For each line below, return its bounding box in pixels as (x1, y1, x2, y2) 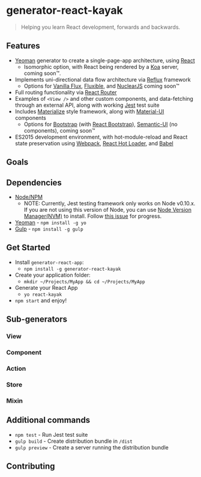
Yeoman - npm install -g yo (14, 218, 87, 226)
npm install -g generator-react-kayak (23, 266, 121, 272)
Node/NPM (14, 193, 43, 200)
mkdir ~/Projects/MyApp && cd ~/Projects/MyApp (23, 278, 145, 285)
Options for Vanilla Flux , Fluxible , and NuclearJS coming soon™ (23, 82, 180, 89)
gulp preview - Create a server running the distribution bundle (14, 443, 169, 451)
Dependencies (6, 178, 62, 188)
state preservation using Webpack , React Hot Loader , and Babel (14, 139, 174, 147)
